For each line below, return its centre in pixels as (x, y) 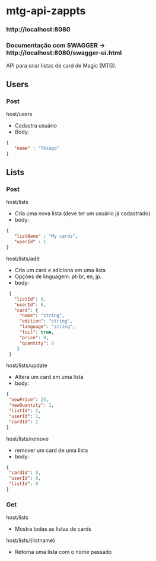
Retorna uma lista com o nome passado (63, 552)
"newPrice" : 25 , (29, 400)
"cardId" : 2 (23, 422)
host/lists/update (27, 365)
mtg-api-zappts (46, 11)
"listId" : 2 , (25, 411)
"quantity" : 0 (37, 343)
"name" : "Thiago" (37, 148)
